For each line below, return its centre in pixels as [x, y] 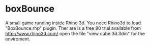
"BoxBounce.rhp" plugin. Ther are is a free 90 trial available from [73, 28]
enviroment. [18, 39]
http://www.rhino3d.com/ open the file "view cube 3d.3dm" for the [75, 33]
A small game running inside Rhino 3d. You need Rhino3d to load [73, 23]
